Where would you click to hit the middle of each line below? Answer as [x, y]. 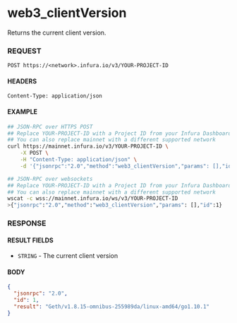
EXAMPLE [22, 112]
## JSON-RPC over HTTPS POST [50, 127]
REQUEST [24, 51]
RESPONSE [27, 223]
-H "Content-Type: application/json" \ [79, 160]
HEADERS [22, 81]
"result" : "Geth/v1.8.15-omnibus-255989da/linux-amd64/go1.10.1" [112, 307]
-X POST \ [35, 153]
